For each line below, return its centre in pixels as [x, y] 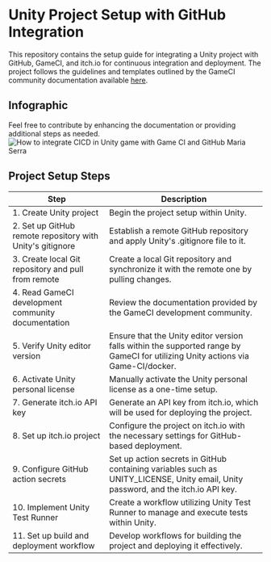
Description [184, 199]
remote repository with [56, 236]
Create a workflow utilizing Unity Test [180, 502]
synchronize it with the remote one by [180, 269]
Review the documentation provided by [183, 302]
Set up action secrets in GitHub [168, 459]
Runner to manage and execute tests [178, 512]
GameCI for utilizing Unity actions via [179, 355]
